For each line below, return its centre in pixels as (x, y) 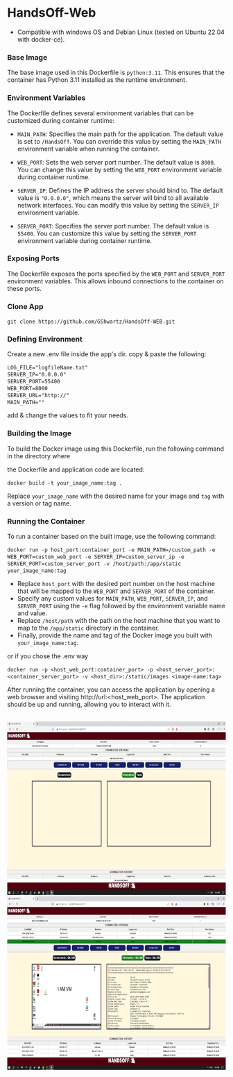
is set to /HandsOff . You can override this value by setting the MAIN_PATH (119, 141)
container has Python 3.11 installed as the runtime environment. (97, 80)
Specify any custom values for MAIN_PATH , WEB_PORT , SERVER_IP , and (112, 599)
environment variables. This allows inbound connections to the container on (115, 281)
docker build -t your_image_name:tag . (65, 483)
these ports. (24, 288)
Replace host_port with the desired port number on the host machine (116, 584)
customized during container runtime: (61, 120)
